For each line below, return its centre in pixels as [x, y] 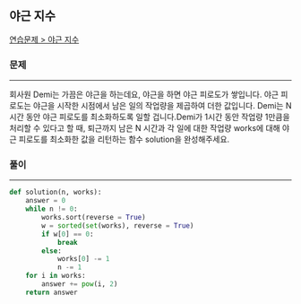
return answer [52, 292]
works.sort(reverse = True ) [94, 218]
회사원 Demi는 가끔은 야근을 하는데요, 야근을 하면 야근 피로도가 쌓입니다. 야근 [144, 95]
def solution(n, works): [56, 192]
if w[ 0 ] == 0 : [68, 234]
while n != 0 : [52, 209]
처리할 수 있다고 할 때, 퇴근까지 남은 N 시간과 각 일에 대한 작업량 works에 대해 [145, 128]
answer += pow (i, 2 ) [80, 284]
